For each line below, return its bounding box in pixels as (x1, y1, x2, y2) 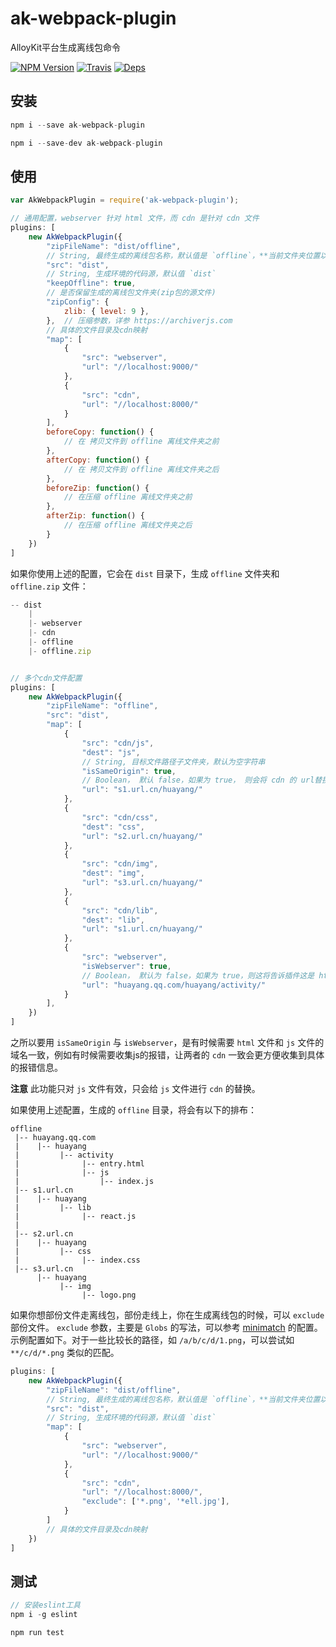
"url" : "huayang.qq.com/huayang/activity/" (81, 980, 267, 990)
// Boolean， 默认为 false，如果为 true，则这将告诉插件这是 (81, 970, 315, 981)
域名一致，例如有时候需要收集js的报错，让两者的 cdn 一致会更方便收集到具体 (10, 1049, 325, 1061)
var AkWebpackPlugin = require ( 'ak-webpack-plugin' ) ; (10, 195, 240, 206)
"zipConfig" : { (46, 297, 110, 307)
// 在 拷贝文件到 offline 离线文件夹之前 (63, 437, 220, 447)
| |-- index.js (14, 1177, 155, 1187)
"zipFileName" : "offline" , (46, 701, 159, 711)
